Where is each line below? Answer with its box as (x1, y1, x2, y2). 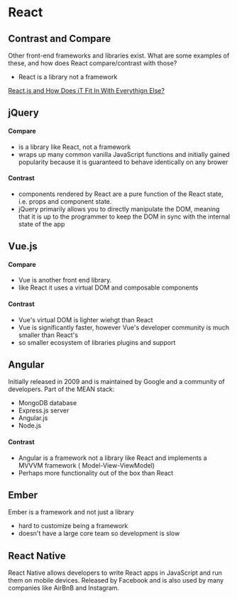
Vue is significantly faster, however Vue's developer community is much (18, 323, 230, 331)
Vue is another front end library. (18, 276, 112, 285)
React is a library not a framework (18, 72, 118, 81)
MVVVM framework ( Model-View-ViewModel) (18, 461, 155, 469)
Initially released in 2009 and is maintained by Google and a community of (8, 378, 226, 386)
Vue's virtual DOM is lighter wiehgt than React (18, 315, 153, 324)
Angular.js (18, 414, 48, 422)
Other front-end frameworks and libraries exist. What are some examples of (8, 51, 230, 60)
